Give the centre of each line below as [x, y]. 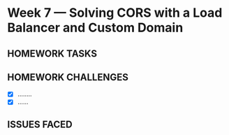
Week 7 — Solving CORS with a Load [115, 13]
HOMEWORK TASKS [52, 54]
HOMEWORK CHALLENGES [68, 77]
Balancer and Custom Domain [95, 28]
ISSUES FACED [40, 124]
